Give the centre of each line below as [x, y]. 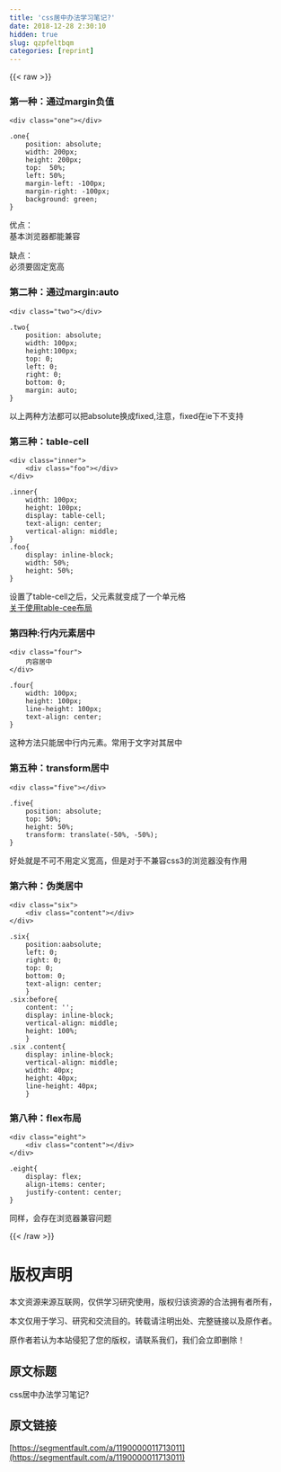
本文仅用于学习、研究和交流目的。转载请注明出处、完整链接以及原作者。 [143, 1321]
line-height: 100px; [64, 709]
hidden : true [34, 34]
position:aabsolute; [64, 944]
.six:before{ [34, 999]
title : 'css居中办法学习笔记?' [62, 18]
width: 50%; [48, 563]
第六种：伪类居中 [46, 886]
